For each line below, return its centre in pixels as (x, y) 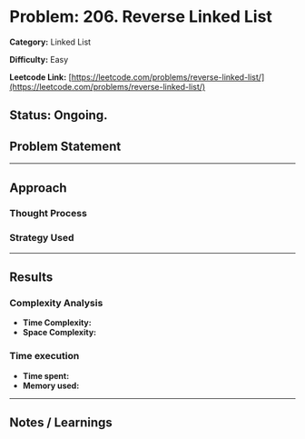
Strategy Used (42, 238)
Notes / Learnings (61, 423)
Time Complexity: (57, 323)
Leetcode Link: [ (41, 77)
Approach (38, 188)
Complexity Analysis (56, 304)
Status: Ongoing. (59, 115)
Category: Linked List (50, 42)
